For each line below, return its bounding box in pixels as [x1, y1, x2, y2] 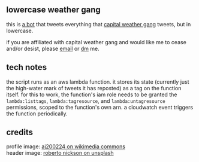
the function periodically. [6, 110, 68, 117]
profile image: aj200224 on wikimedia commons [6, 143, 126, 150]
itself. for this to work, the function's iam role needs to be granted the [6, 91, 177, 98]
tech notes [6, 62, 47, 72]
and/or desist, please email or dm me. [6, 45, 100, 52]
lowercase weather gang [6, 5, 101, 15]
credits [6, 127, 34, 137]
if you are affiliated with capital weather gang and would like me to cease [6, 38, 187, 45]
